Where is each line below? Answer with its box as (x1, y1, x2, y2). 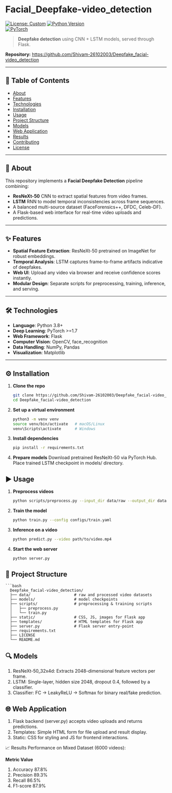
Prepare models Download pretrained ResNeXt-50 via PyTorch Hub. (12, 455, 157, 461)
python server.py (12, 555, 50, 561)
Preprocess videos (12, 488, 54, 495)
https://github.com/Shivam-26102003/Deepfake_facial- (31, 51, 149, 57)
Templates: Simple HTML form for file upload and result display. (12, 729, 147, 735)
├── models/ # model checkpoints (10, 597, 118, 602)
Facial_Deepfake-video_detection (5, 4, 152, 15)
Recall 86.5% (12, 777, 41, 783)
